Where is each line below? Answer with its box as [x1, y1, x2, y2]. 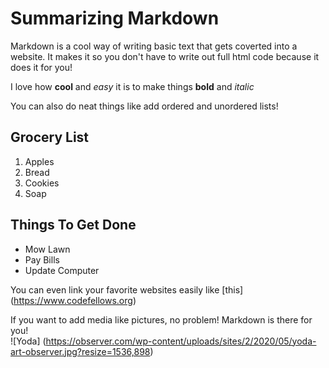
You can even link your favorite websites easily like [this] [10, 283, 244, 296]
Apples [24, 155, 55, 167]
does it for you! [10, 61, 73, 73]
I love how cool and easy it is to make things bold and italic [10, 80, 255, 92]
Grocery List [10, 129, 90, 146]
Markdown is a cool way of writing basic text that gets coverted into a [10, 40, 298, 52]
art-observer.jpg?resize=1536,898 [10, 345, 151, 357]
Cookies [24, 177, 60, 189]
